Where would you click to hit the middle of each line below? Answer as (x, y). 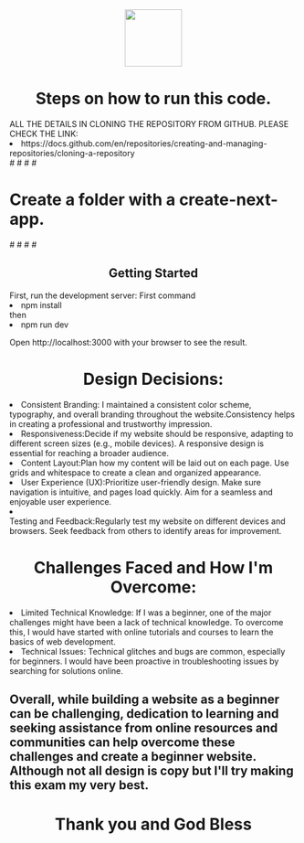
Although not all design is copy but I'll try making (152, 770)
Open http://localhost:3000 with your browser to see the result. (129, 342)
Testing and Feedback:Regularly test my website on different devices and (147, 521)
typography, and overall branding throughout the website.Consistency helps (152, 414)
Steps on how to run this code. (153, 99)
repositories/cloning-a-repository (72, 153)
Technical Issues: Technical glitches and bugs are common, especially (153, 651)
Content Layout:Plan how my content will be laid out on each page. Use (155, 463)
